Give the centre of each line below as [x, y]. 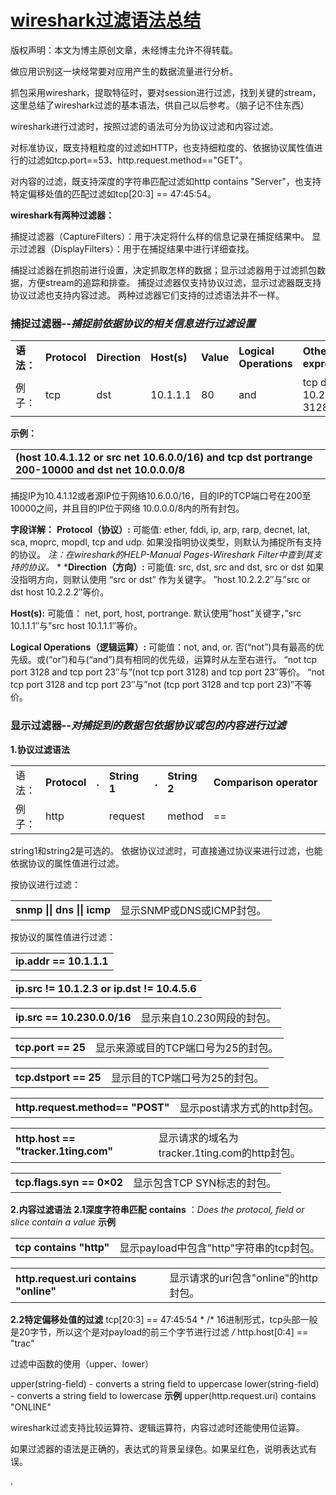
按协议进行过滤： [45, 884]
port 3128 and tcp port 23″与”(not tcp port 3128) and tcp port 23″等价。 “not [167, 672]
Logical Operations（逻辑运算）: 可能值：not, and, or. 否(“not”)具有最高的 [163, 647]
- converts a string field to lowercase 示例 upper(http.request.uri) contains [163, 1395]
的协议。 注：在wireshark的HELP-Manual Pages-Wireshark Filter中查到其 [162, 555]
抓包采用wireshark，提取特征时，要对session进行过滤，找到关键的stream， [166, 92]
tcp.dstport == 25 [58, 1077]
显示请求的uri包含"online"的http [243, 1278]
